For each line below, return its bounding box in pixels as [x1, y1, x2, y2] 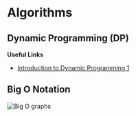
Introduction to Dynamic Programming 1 [16, 64, 130, 72]
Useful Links [7, 50, 44, 58]
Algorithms [7, 5, 73, 21]
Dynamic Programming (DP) [7, 32, 129, 44]
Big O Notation [7, 84, 71, 96]
